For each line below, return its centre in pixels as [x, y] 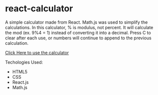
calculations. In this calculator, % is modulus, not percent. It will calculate [79, 27]
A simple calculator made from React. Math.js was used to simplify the [77, 22]
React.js [20, 82]
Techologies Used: [24, 62]
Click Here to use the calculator [37, 53]
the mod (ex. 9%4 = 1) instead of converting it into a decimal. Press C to [78, 32]
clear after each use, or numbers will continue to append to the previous [78, 38]
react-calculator [39, 9]
